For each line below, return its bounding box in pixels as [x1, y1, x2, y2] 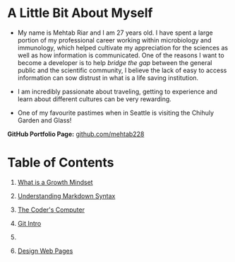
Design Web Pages [17, 246, 73, 255]
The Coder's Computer [17, 205, 85, 214]
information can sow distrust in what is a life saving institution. [17, 73, 199, 82]
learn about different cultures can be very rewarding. [17, 94, 171, 103]
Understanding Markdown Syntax [17, 191, 116, 200]
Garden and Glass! [17, 115, 72, 125]
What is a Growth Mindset [17, 178, 93, 186]
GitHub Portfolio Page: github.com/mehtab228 [7, 130, 145, 138]
